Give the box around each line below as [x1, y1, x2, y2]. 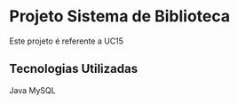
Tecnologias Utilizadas [9, 61, 139, 76]
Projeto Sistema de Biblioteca [9, 6, 231, 27]
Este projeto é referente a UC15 [9, 36, 124, 46]
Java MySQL [9, 84, 56, 95]
